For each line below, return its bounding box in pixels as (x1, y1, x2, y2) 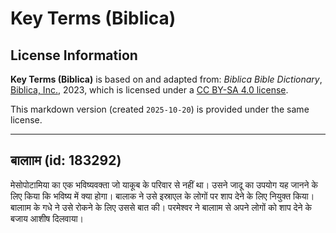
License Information (10, 47, 138, 64)
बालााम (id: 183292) (10, 152, 122, 169)
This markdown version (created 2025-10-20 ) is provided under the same (10, 103, 310, 115)
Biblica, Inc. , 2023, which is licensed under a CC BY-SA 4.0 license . (10, 84, 289, 96)
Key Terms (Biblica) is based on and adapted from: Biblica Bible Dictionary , (10, 73, 323, 85)
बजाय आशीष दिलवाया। (10, 212, 85, 224)
